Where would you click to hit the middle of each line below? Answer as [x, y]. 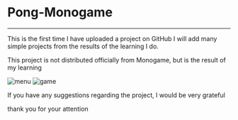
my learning [25, 67]
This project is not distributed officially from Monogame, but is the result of [117, 60]
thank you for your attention [48, 109]
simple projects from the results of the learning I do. [83, 46]
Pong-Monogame [60, 12]
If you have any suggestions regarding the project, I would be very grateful [116, 95]
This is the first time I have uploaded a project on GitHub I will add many [112, 38]
